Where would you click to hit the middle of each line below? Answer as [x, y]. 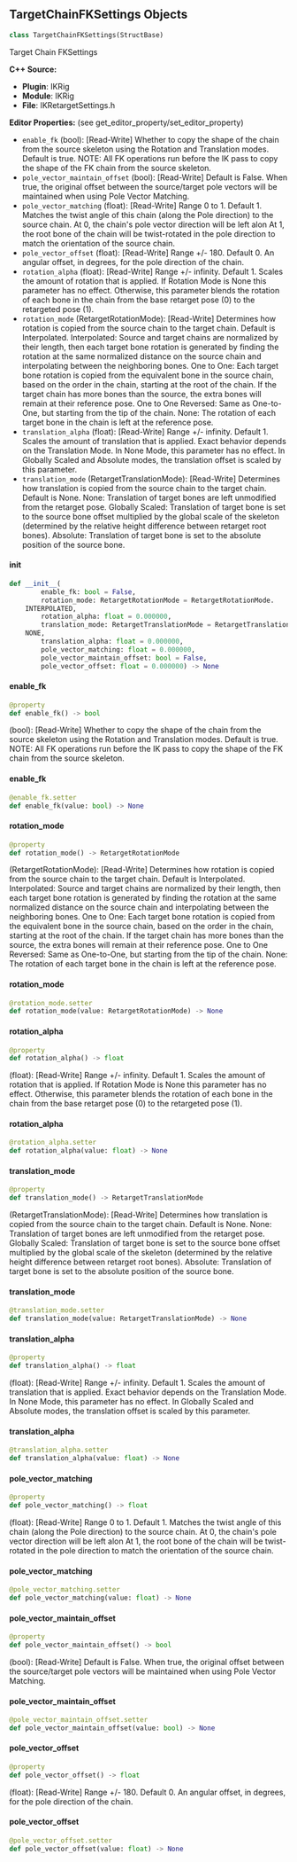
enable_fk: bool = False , [89, 592]
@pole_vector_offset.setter [61, 1841]
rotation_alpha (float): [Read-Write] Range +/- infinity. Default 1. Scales [152, 271]
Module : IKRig [48, 96]
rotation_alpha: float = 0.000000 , [107, 617]
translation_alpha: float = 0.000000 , [112, 642]
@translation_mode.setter [57, 1310]
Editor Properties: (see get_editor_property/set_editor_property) [127, 122]
